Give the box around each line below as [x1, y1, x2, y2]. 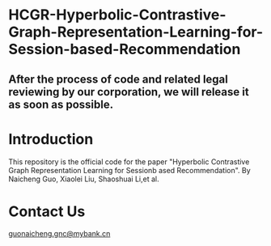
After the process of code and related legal [8, 72, 228, 86]
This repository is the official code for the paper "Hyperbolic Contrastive [8, 156, 250, 167]
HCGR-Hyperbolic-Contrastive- [8, 6, 227, 24]
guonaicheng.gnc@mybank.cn [8, 229, 111, 239]
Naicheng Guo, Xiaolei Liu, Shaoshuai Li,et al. [8, 174, 159, 184]
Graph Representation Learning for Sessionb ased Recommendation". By [8, 165, 251, 175]
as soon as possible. [8, 97, 114, 111]
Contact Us [8, 202, 86, 220]
